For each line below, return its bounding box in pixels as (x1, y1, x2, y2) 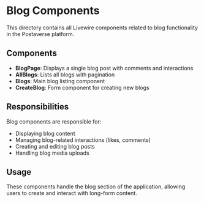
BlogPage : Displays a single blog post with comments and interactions (15, 64, 194, 72)
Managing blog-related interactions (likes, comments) (15, 136, 151, 144)
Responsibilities (6, 102, 69, 112)
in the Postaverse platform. (6, 30, 75, 37)
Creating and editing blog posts (15, 142, 95, 150)
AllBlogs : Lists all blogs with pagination (15, 71, 115, 78)
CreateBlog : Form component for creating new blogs (15, 84, 149, 91)
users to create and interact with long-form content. (6, 190, 138, 197)
